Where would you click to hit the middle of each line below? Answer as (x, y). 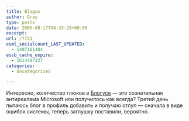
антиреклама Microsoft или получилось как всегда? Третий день (87, 99)
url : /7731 (19, 39)
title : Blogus (23, 11)
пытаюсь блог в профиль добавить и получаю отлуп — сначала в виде (94, 105)
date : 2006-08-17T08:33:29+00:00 (47, 28)
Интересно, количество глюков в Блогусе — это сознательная (85, 93)
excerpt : (17, 33)
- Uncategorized (31, 71)
